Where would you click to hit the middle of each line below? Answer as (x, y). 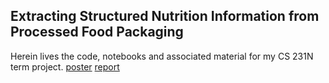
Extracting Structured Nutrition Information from (165, 16)
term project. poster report (65, 66)
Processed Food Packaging (97, 32)
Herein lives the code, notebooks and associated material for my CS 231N (162, 56)
